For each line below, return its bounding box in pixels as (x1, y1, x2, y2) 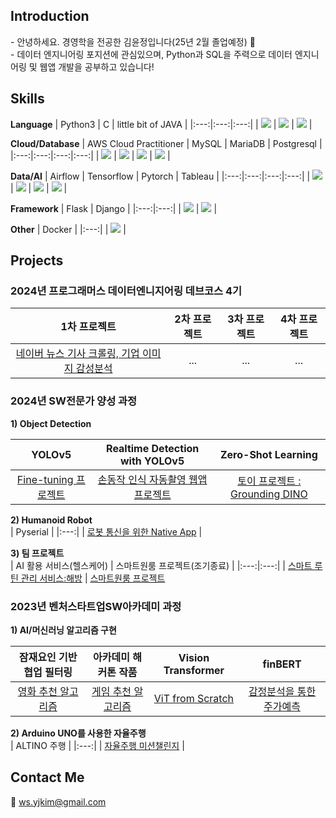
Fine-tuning (16, 472, 74, 486)
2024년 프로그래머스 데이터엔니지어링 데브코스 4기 (10, 284, 243, 298)
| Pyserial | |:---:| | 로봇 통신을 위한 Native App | (10, 525, 203, 538)
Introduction (10, 8, 90, 25)
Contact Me (10, 769, 85, 786)
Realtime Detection (106, 441, 200, 455)
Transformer (163, 663, 225, 677)
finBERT (262, 657, 302, 671)
